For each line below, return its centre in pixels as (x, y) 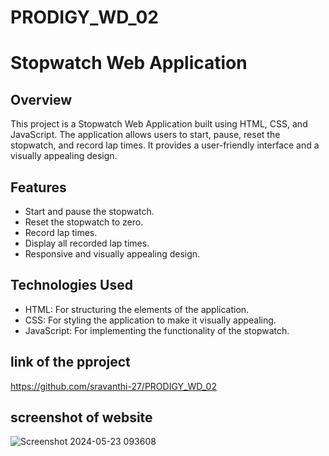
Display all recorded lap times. (87, 243)
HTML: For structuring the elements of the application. (137, 309)
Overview (41, 99)
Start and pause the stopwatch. (89, 211)
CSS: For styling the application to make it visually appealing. (150, 320)
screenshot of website (81, 417)
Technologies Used (71, 285)
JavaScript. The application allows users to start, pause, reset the (145, 135)
